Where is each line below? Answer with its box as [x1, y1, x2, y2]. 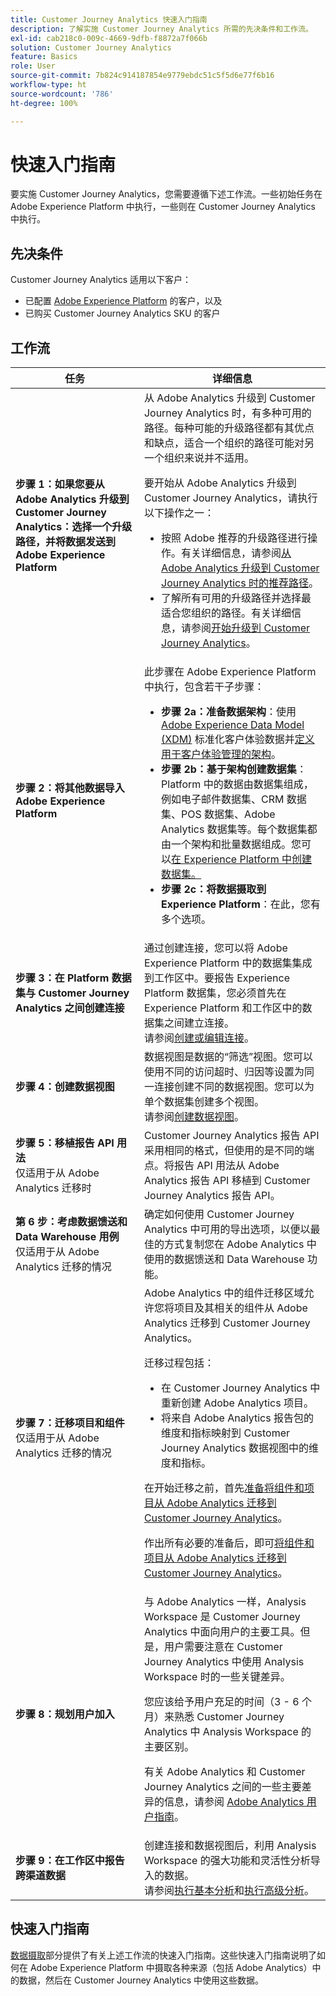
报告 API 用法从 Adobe [173, 1159, 280, 1173]
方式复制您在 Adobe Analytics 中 [163, 1237, 317, 1251]
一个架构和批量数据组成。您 [171, 837, 302, 851]
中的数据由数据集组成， [203, 777, 314, 791]
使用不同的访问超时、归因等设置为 [143, 1065, 305, 1079]
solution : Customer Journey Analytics [10, 42, 172, 53]
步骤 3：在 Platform [15, 971, 110, 985]
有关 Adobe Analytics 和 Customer [143, 1765, 306, 1779]
